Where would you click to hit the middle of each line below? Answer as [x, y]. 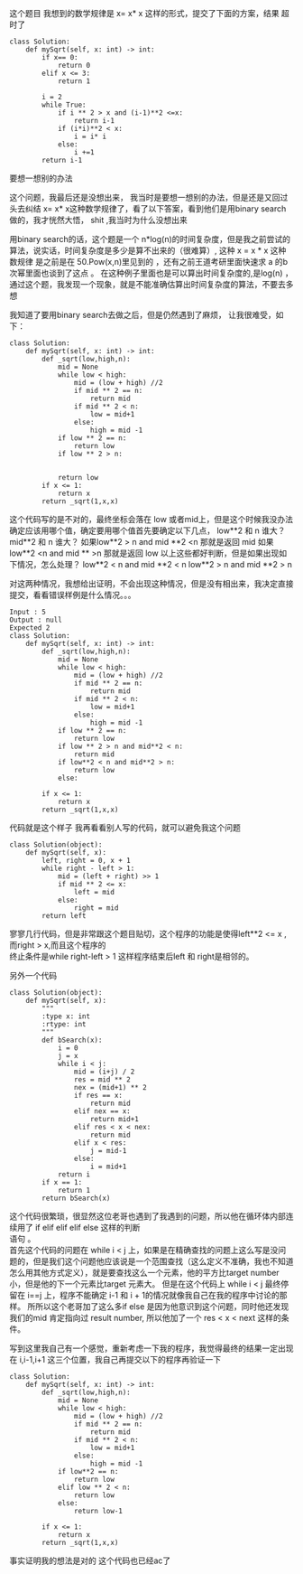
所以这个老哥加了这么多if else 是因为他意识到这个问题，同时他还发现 [162, 1307]
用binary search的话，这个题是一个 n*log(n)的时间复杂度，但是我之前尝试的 [150, 239]
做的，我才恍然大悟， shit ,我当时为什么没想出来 [98, 220]
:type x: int [66, 1017]
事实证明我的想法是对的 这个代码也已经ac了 [90, 1560]
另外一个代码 [33, 975]
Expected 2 [30, 628]
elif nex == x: [102, 1111]
